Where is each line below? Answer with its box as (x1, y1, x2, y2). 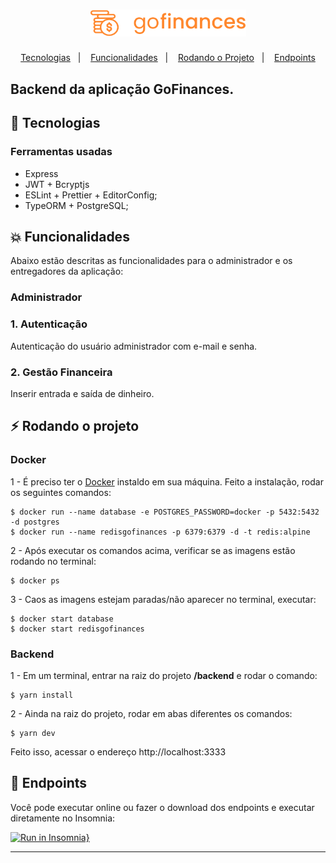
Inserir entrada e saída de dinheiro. (10, 387, 155, 399)
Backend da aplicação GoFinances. (10, 80, 235, 98)
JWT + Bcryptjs (24, 178, 90, 190)
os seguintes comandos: (10, 486, 112, 498)
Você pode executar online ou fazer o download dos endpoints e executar (10, 801, 315, 813)
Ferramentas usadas (10, 145, 113, 159)
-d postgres (10, 517, 60, 527)
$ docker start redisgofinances (10, 624, 145, 634)
